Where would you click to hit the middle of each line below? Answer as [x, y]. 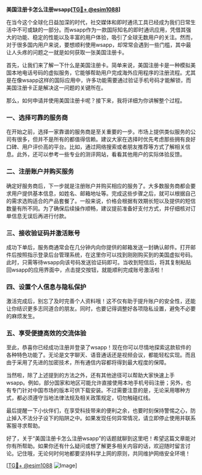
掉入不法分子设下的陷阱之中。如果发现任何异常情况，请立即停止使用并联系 [103, 418]
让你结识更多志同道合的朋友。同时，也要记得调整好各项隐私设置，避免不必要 [101, 309]
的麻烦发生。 [22, 316]
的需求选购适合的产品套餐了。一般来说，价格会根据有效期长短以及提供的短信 [101, 200]
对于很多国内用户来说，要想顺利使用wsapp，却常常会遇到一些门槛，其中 [96, 45]
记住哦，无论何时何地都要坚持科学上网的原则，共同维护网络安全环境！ [103, 453]
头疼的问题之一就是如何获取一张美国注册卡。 [72, 52]
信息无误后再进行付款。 [40, 216]
